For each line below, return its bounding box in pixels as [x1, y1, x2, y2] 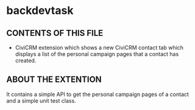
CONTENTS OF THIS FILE [6, 28, 104, 38]
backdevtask [6, 4, 74, 18]
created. [15, 57, 37, 64]
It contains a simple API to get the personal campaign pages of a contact [6, 91, 189, 98]
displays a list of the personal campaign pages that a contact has [15, 50, 179, 58]
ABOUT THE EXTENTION [6, 74, 102, 85]
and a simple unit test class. [6, 97, 76, 104]
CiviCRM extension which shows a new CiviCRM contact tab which [15, 44, 184, 51]
